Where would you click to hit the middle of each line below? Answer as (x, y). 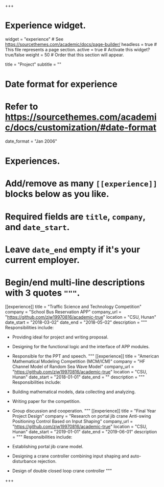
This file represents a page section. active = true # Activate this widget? (78, 49)
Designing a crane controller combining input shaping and (71, 456)
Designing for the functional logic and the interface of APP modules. (81, 346)
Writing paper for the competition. (46, 401)
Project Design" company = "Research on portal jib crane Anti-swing (82, 416)
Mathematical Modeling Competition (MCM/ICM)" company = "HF (79, 361)
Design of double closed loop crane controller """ (62, 471)
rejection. (47, 461)
